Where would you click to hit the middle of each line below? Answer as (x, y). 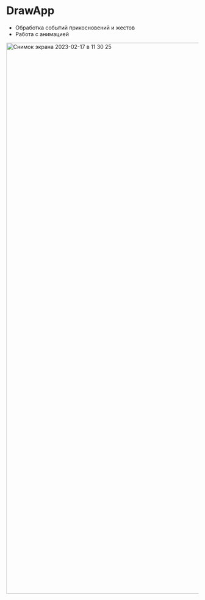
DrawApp (31, 11)
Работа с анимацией (42, 34)
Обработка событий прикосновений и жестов (75, 28)
